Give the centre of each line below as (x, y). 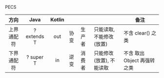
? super (35, 57)
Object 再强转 (139, 60)
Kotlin (57, 20)
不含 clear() (137, 33)
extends (35, 36)
